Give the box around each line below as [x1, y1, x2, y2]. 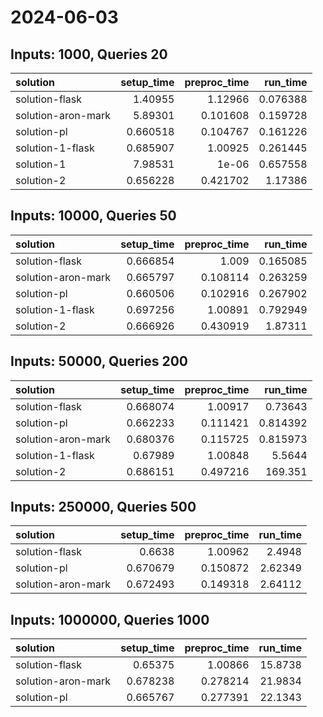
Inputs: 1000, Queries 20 [10, 46, 168, 63]
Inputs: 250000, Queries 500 [10, 499, 197, 516]
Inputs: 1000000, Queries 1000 [10, 611, 210, 628]
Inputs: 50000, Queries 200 [10, 353, 189, 370]
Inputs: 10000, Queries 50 [10, 207, 177, 225]
